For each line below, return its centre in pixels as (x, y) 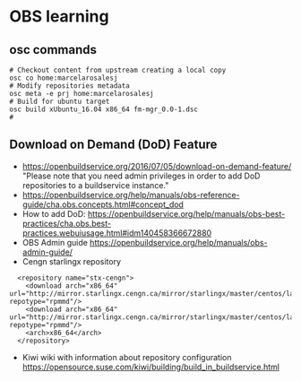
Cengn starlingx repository (72, 261)
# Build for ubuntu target (60, 101)
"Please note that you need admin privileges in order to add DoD (141, 176)
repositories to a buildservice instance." (95, 185)
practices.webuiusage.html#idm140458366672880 (117, 233)
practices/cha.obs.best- (67, 223)
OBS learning (59, 17)
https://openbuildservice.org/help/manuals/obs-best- (187, 213)
